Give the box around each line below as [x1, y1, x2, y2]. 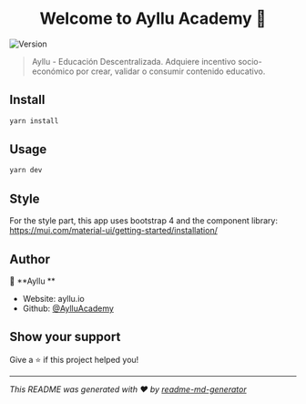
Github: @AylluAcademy [22, 303, 114, 314]
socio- [238, 56, 262, 67]
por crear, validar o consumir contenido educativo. [76, 66, 266, 77]
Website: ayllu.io [22, 293, 85, 304]
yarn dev [9, 166, 43, 175]
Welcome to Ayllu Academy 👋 [39, 8, 267, 29]
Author [9, 251, 50, 267]
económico [31, 66, 75, 77]
